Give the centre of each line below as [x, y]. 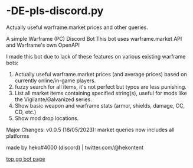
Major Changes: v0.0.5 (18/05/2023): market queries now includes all [90, 130]
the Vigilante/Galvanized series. [53, 99]
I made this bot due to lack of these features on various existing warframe [96, 56]
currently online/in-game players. [55, 80]
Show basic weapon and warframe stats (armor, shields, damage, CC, [100, 105]
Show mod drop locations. [47, 118]
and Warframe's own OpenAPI [43, 45]
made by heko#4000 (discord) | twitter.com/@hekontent [75, 147]
